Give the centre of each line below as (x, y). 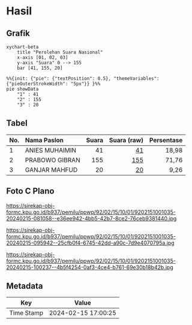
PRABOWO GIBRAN (52, 160)
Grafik (18, 33)
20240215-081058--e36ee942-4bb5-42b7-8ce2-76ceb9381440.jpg (91, 218)
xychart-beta (22, 47)
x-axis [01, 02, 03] (43, 58)
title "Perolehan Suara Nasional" (60, 52)
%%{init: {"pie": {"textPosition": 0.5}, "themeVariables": (83, 79)
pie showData (22, 89)
